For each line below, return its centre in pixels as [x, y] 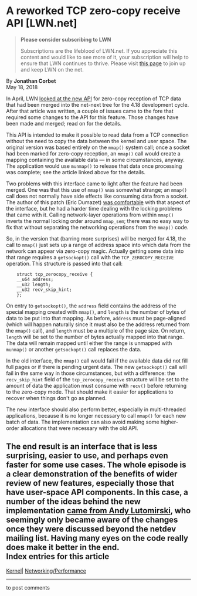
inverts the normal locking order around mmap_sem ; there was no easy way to [98, 221]
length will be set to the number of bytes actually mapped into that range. [95, 337]
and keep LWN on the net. [52, 69]
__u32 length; [34, 285]
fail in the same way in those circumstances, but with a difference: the [91, 373]
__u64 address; [35, 279]
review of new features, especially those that [90, 483]
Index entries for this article [58, 556]
